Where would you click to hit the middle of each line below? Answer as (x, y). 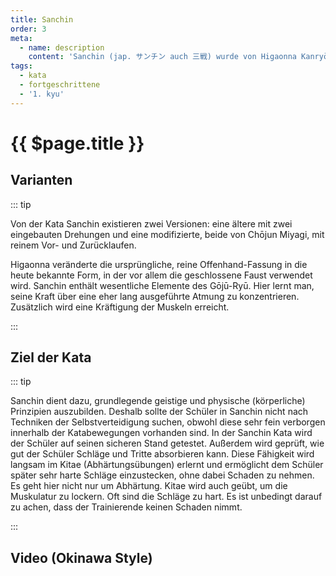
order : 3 (28, 29)
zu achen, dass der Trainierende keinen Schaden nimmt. (126, 507)
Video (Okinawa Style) (81, 557)
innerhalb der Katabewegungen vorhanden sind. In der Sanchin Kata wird (161, 433)
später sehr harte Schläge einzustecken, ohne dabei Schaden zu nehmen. (162, 475)
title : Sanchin (42, 19)
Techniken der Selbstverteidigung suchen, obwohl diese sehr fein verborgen (168, 422)
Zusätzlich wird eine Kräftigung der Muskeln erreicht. (120, 307)
